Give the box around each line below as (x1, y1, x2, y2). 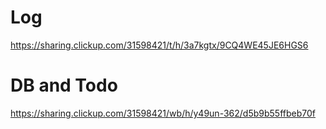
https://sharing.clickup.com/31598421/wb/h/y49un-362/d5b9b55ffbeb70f (10, 107, 316, 119)
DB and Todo (10, 74, 118, 97)
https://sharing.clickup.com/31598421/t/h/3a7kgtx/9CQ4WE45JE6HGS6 (10, 39, 309, 51)
